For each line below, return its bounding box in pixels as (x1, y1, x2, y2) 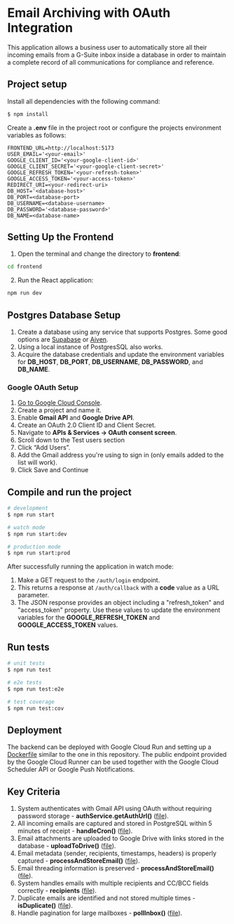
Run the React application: (17, 276, 94, 285)
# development (7, 505, 49, 512)
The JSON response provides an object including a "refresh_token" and (17, 599, 224, 607)
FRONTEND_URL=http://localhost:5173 (7, 144, 114, 152)
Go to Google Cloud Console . (17, 398, 102, 407)
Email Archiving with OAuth (7, 5, 171, 21)
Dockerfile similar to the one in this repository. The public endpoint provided (7, 750, 227, 759)
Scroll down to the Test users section (17, 436, 125, 444)
